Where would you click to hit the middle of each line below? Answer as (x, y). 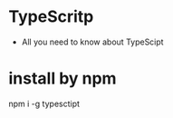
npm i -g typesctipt (44, 103)
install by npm (62, 79)
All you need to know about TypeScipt (92, 42)
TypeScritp (51, 17)
